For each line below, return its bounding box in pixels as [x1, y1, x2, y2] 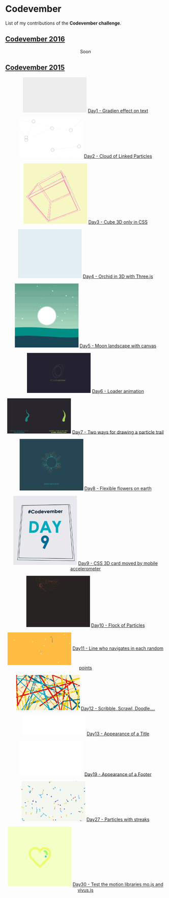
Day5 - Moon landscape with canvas [79, 342, 157, 348]
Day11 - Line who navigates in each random [72, 645, 164, 651]
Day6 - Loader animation [92, 388, 144, 394]
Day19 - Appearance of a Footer [84, 771, 152, 777]
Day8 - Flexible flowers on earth [84, 486, 152, 492]
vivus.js [77, 887, 94, 893]
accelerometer [70, 565, 101, 572]
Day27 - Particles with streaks [86, 817, 150, 823]
